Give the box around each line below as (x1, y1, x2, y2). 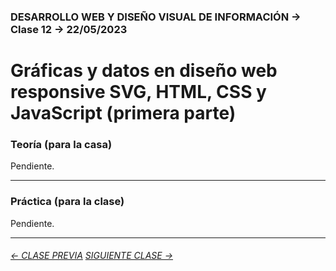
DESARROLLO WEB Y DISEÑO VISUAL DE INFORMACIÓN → (10, 10, 302, 24)
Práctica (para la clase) (10, 195, 125, 209)
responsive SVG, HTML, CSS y (10, 81, 267, 104)
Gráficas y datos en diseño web (10, 60, 278, 82)
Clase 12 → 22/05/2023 (10, 22, 128, 36)
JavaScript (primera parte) (10, 102, 237, 125)
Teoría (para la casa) (10, 138, 113, 152)
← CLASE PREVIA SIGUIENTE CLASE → (10, 250, 174, 262)
